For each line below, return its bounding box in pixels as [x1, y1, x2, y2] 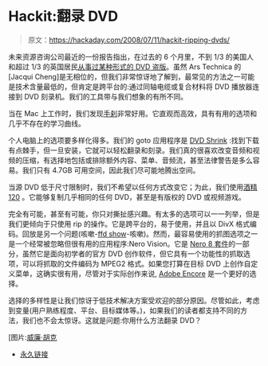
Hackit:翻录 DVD [8, 7, 118, 25]
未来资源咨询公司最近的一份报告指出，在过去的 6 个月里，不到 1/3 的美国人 [8, 52, 254, 61]
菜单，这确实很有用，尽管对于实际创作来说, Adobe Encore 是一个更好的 [14, 268, 250, 278]
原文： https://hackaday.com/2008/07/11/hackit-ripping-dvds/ [27, 35, 230, 45]
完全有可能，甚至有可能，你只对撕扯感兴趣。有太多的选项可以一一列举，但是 [8, 208, 260, 219]
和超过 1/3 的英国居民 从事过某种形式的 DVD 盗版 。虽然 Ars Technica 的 [8, 61, 242, 72]
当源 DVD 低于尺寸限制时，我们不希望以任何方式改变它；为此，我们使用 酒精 [8, 182, 258, 192]
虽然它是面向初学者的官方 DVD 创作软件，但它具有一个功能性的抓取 [22, 248, 244, 259]
